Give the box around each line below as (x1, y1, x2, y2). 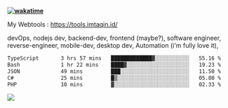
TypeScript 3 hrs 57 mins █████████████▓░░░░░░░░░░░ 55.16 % (7, 55, 221, 62)
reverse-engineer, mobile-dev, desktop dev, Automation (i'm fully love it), (7, 41, 219, 49)
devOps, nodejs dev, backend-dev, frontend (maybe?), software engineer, (7, 34, 222, 42)
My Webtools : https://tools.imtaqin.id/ (7, 20, 118, 28)
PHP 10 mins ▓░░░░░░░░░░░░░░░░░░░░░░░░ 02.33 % (7, 81, 221, 88)
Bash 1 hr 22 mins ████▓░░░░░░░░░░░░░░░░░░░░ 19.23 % (7, 61, 221, 68)
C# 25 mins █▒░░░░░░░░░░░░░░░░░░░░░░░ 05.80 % (7, 74, 221, 81)
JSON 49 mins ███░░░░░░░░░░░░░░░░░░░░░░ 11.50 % (7, 67, 221, 75)
